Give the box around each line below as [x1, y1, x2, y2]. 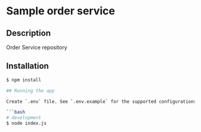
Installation [6, 61, 49, 71]
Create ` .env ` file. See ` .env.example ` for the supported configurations [6, 99, 197, 105]
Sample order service [6, 4, 115, 18]
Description [6, 28, 51, 38]
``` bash [6, 109, 26, 115]
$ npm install [6, 76, 42, 83]
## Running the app [6, 88, 55, 94]
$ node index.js [6, 121, 47, 127]
